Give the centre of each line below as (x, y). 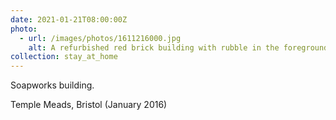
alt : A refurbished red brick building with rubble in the (154, 47)
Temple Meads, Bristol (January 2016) (89, 105)
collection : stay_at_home (64, 57)
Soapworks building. (52, 85)
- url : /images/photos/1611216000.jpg (100, 38)
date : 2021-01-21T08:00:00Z (69, 19)
